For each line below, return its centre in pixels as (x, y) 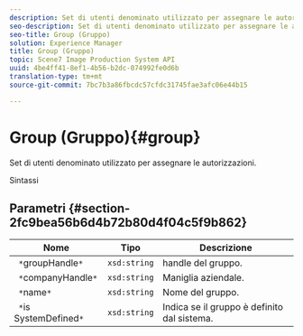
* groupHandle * (51, 263)
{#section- (99, 208)
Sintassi (24, 180)
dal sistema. (188, 319)
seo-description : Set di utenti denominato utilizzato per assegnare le (149, 26)
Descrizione (226, 247)
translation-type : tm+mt (56, 77)
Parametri (37, 208)
